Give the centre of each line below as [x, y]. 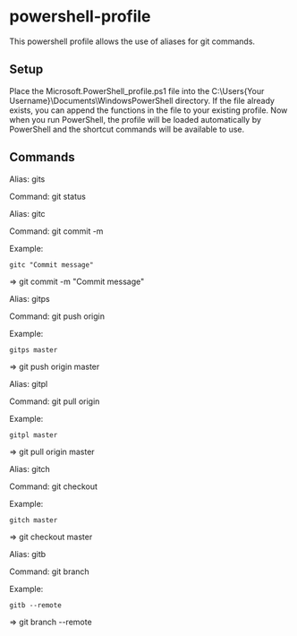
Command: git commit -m [56, 231]
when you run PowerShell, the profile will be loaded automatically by [136, 119]
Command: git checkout [54, 486]
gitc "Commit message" [51, 265]
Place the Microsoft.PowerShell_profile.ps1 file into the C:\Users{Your [137, 90]
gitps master [34, 350]
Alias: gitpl [29, 383]
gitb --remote [36, 605]
